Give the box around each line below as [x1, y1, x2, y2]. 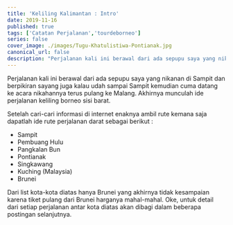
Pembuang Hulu [17, 138, 64, 146]
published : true [7, 23, 54, 30]
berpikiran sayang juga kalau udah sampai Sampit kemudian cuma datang [7, 81, 218, 90]
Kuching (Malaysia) [17, 167, 73, 175]
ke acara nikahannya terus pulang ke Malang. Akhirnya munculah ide [7, 89, 204, 97]
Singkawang [17, 160, 53, 168]
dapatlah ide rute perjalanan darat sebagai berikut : [7, 117, 154, 125]
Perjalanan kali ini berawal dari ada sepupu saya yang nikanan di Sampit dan [7, 74, 225, 82]
